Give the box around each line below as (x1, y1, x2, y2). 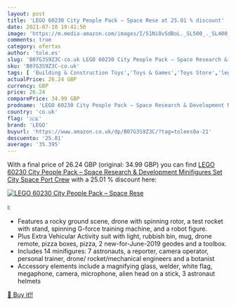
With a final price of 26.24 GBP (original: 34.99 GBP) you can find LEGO (7, 160, 216, 169)
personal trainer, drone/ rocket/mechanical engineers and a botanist (17, 255, 215, 263)
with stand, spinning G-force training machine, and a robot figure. (17, 224, 208, 233)
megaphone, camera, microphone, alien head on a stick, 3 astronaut (17, 269, 216, 278)
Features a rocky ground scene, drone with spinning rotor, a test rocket (17, 217, 223, 226)
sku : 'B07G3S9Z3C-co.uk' (7, 63, 80, 70)
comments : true (7, 37, 52, 44)
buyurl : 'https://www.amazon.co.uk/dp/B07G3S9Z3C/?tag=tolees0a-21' (7, 128, 212, 135)
